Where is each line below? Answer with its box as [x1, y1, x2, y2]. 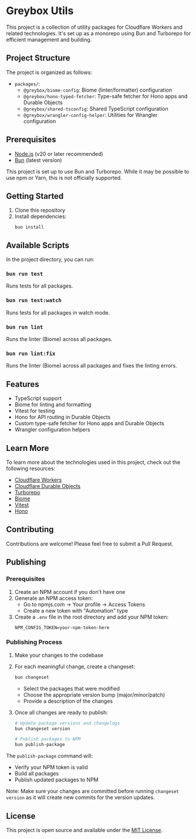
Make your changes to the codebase [14, 651, 104, 659]
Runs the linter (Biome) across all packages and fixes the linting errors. [6, 362, 177, 369]
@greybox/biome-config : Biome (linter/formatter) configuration [23, 86, 172, 93]
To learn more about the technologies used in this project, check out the [6, 459, 181, 466]
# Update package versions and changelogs [14, 720, 120, 726]
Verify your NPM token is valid [14, 764, 88, 771]
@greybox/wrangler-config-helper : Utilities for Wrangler [23, 111, 158, 118]
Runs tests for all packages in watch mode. [6, 309, 110, 316]
